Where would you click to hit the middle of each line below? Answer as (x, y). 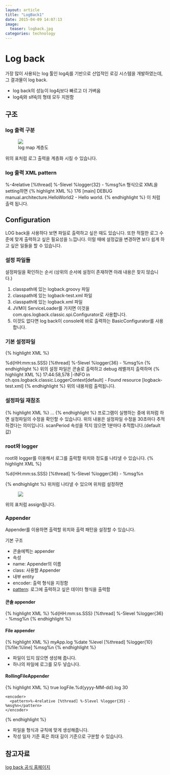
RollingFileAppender (27, 676)
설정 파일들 (18, 260)
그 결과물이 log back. (26, 80)
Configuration (28, 220)
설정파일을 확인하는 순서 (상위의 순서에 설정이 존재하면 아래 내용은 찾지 (75, 272)
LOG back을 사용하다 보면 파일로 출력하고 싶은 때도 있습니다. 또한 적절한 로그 (82, 233)
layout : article (22, 10)
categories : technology (30, 34)
